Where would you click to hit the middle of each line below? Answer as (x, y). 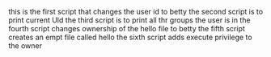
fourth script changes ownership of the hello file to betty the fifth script (127, 28)
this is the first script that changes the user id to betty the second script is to (136, 12)
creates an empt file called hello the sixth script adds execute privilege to (130, 37)
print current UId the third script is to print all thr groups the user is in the (129, 20)
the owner (25, 46)
